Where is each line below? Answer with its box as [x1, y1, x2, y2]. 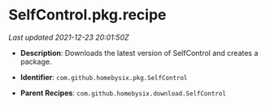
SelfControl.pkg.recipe [8, 6, 167, 24]
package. [20, 57, 52, 66]
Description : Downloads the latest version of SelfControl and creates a [20, 48, 259, 57]
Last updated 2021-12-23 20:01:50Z [8, 32, 129, 42]
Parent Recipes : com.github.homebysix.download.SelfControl [20, 87, 226, 98]
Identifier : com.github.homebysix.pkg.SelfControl [20, 72, 188, 82]
